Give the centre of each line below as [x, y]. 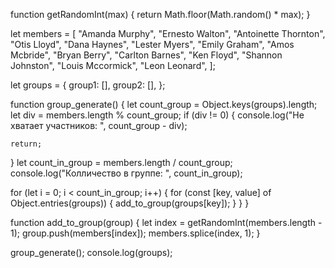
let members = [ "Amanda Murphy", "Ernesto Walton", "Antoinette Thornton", [168, 33]
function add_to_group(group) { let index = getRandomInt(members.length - [166, 222]
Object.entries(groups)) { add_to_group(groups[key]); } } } [130, 203]
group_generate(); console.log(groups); [91, 252]
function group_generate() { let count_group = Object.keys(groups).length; [164, 104]
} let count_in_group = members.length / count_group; [121, 162]
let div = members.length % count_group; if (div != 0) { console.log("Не [157, 115]
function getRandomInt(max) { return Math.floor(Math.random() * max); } [160, 14]
